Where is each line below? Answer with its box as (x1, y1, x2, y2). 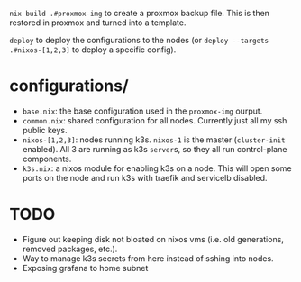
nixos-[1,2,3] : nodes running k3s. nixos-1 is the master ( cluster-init (22, 134, 286, 145)
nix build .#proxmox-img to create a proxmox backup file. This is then (9, 8, 270, 18)
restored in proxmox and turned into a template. (9, 17, 187, 28)
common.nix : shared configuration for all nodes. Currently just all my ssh (22, 114, 287, 125)
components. (22, 153, 72, 164)
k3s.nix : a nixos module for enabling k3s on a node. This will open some (22, 162, 292, 174)
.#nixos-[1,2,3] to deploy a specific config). (9, 44, 177, 55)
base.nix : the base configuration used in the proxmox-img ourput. (22, 105, 263, 116)
